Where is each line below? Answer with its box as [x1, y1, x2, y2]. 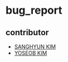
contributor [5, 27, 49, 38]
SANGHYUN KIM [14, 43, 56, 50]
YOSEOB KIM [14, 49, 47, 57]
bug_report [5, 4, 63, 17]
